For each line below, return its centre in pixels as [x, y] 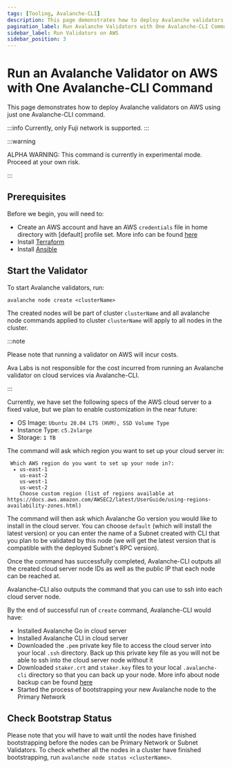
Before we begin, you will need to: [56, 213]
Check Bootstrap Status [60, 719]
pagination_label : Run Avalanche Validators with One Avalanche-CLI [108, 26]
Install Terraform [41, 242]
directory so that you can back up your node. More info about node [124, 675]
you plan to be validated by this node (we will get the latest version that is [112, 540]
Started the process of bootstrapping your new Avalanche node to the [116, 689]
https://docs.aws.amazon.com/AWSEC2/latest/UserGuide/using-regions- [109, 499]
